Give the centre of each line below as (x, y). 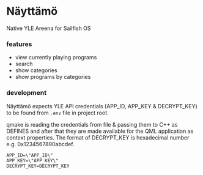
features (19, 44)
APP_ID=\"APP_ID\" (30, 155)
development (27, 93)
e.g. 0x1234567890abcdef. (40, 144)
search (24, 64)
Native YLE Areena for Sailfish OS (49, 28)
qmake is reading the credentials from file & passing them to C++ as (92, 124)
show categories (36, 70)
